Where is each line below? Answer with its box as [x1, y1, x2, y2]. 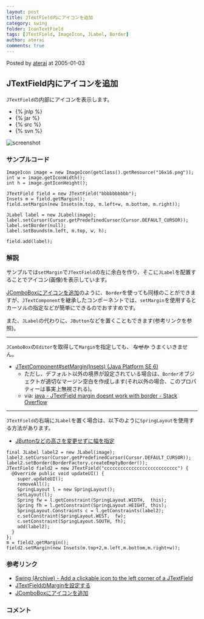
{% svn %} [15, 127, 42, 134]
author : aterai [6, 37, 45, 43]
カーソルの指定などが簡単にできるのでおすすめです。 [6, 304, 139, 311]
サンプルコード [6, 155, 50, 164]
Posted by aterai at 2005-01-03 [6, 59, 85, 67]
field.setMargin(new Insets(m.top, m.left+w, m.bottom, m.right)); [6, 201, 181, 207]
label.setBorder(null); [6, 222, 67, 228]
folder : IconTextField [6, 25, 64, 32]
